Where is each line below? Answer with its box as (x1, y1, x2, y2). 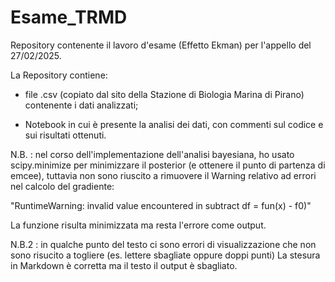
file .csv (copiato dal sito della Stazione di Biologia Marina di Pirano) (24, 88, 305, 100)
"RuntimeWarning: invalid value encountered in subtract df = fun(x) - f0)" (10, 199, 312, 211)
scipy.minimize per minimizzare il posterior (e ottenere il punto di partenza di (10, 159, 326, 171)
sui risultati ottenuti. (24, 129, 107, 141)
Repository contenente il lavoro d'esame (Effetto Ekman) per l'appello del (10, 39, 312, 51)
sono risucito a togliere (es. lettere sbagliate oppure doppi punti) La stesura (10, 249, 321, 261)
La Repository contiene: (10, 69, 108, 81)
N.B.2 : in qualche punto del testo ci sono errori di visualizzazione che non (10, 238, 317, 250)
